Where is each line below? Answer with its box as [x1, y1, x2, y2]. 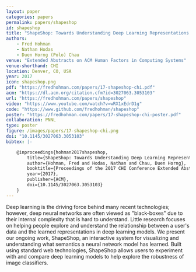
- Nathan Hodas [16, 47, 54, 53]
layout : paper [6, 8, 41, 15]
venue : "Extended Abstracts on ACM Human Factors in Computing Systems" [6, 57, 187, 63]
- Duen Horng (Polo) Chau [16, 52, 80, 58]
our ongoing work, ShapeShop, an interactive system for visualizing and [6, 234, 179, 241]
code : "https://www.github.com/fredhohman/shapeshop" [6, 106, 140, 112]
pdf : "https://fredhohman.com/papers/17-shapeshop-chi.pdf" [6, 85, 156, 90]
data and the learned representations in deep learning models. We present [6, 228, 185, 235]
